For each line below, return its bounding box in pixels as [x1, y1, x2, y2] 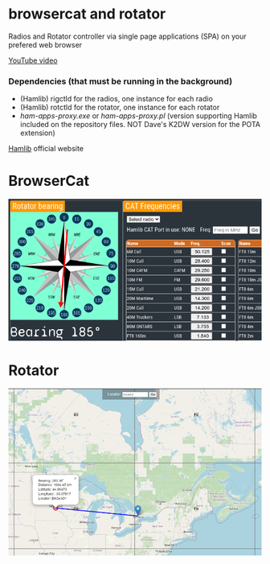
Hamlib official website [8, 144, 84, 154]
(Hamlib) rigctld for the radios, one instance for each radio [19, 94, 213, 104]
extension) [19, 128, 55, 138]
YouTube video [8, 56, 58, 65]
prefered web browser [8, 39, 83, 49]
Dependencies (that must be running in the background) [8, 76, 233, 87]
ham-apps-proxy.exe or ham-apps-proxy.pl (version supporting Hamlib [19, 111, 257, 121]
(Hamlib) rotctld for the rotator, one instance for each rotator [19, 102, 220, 113]
